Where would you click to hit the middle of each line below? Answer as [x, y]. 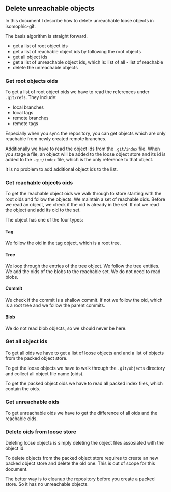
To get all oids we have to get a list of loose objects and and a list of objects [85, 353]
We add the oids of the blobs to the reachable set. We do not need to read [83, 271]
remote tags [25, 124]
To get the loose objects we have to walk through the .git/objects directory [85, 368]
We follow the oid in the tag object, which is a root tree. [63, 243]
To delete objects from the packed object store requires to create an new [82, 458]
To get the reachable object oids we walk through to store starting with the [83, 194]
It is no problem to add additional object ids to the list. [62, 169]
